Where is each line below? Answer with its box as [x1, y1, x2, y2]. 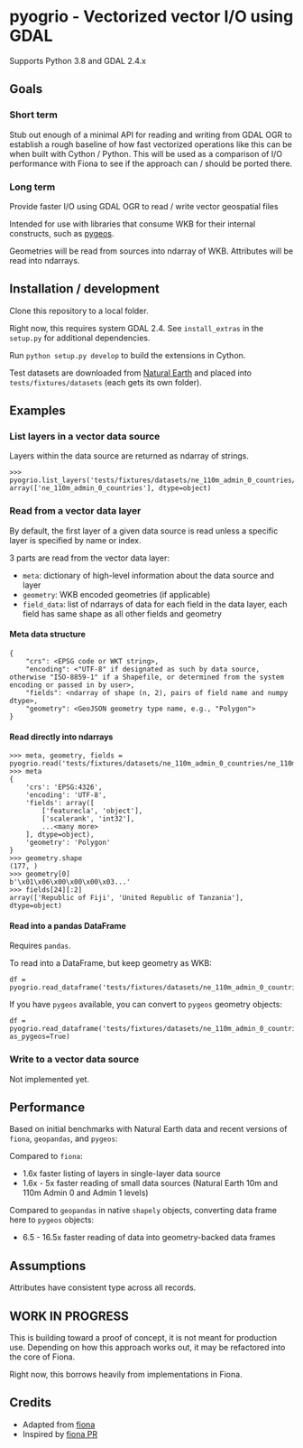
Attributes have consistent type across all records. [9, 1282, 197, 1293]
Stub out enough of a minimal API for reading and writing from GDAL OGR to [9, 129, 293, 140]
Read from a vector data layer [9, 505, 142, 517]
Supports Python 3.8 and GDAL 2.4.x [9, 55, 147, 66]
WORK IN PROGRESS [9, 1308, 129, 1323]
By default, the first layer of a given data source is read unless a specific [9, 525, 279, 536]
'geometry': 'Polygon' [25, 838, 111, 848]
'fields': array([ [25, 799, 95, 808]
